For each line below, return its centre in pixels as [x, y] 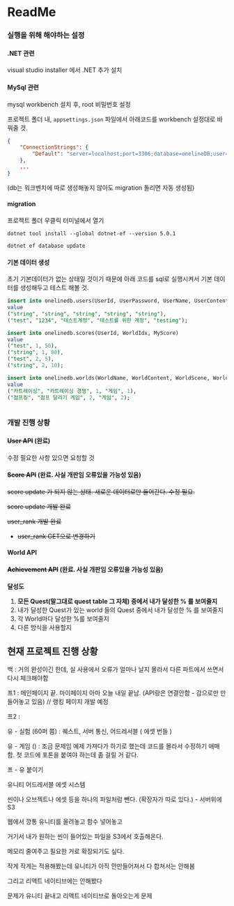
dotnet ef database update [46, 246]
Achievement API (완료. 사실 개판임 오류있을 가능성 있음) [85, 569]
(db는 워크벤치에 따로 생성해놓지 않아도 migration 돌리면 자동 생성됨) [101, 187]
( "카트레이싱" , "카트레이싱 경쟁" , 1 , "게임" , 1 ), [72, 391]
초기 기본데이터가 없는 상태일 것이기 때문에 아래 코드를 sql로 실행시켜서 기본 [110, 279]
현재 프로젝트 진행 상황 [53, 651]
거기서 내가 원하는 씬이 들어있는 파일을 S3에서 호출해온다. [85, 837]
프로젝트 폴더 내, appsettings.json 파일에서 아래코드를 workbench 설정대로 [111, 119]
